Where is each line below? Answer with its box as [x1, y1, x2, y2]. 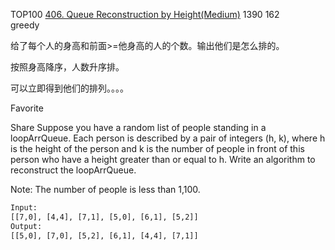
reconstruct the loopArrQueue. [10, 164, 137, 176]
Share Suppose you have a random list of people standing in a [10, 122, 267, 133]
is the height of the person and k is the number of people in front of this [10, 143, 305, 154]
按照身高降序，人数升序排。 [10, 61, 125, 73]
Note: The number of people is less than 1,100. [10, 184, 201, 195]
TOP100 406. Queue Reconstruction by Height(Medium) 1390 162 [10, 9, 280, 20]
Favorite [10, 102, 44, 114]
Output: [10, 221, 43, 231]
